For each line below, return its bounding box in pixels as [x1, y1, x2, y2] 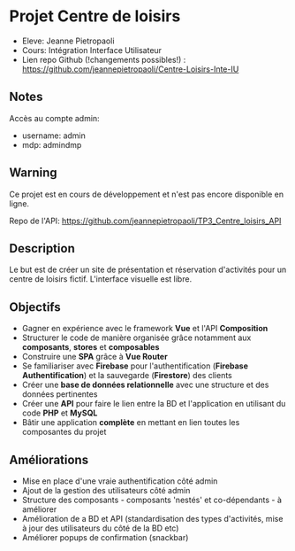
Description [9, 241, 75, 256]
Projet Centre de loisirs [9, 6, 181, 27]
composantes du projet [21, 427, 107, 438]
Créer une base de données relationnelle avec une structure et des [21, 379, 269, 391]
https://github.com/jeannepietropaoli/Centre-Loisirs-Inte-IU [21, 64, 239, 74]
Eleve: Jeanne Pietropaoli [21, 35, 115, 46]
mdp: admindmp [21, 139, 82, 150]
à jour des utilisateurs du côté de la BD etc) [21, 523, 179, 533]
